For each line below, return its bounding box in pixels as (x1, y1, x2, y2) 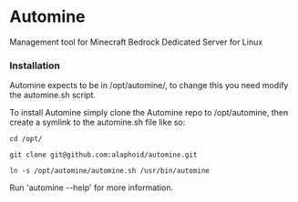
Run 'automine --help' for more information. (9, 182, 174, 193)
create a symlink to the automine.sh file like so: (9, 116, 186, 128)
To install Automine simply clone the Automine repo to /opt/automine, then (9, 107, 289, 118)
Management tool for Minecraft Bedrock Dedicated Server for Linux (9, 36, 263, 47)
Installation (9, 59, 61, 72)
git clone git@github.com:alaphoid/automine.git (9, 150, 198, 160)
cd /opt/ (9, 135, 43, 144)
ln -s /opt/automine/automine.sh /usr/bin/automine (9, 167, 210, 176)
